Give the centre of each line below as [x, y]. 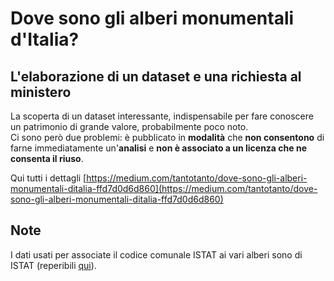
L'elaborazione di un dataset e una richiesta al [156, 76]
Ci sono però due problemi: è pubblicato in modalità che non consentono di [167, 137]
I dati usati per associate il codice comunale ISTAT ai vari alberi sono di [156, 254]
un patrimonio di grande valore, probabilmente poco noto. [129, 126]
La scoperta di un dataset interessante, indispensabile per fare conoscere [162, 116]
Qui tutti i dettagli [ [48, 178]
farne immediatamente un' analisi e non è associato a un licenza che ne [158, 148]
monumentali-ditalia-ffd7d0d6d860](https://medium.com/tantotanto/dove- [164, 188]
